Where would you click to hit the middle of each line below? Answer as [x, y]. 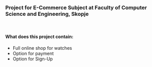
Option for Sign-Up [33, 59]
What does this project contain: [40, 37]
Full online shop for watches [42, 48]
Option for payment [33, 53]
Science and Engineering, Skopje [47, 14]
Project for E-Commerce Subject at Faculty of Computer [76, 8]
